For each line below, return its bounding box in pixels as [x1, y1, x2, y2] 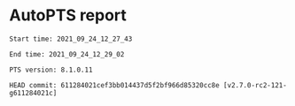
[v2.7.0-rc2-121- [222, 80, 288, 89]
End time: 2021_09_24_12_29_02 [9, 49, 125, 58]
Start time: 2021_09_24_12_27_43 [9, 34, 133, 43]
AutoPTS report [9, 5, 127, 26]
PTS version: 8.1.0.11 [9, 65, 93, 74]
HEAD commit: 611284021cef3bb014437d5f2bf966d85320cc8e [9, 80, 220, 89]
